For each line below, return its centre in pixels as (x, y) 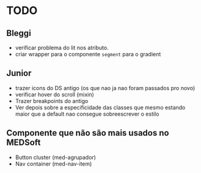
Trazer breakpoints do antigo (52, 101)
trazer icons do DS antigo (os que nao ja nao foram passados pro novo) (105, 88)
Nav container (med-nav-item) (53, 164)
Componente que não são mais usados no (88, 133)
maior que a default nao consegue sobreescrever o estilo (87, 114)
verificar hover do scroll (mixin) (55, 94)
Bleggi (19, 33)
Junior (19, 73)
